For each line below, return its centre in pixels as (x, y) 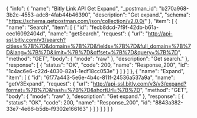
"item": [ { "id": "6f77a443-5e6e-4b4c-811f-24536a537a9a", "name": (91, 77)
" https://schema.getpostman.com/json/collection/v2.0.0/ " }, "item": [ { (92, 21)
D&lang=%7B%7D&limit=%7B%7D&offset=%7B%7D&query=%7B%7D (92, 52)
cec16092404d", (26, 34)
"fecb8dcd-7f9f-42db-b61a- (124, 27)
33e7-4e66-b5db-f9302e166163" (47, 109)
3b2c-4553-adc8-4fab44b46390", (49, 15)
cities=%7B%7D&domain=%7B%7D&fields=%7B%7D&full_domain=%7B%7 (98, 46)
